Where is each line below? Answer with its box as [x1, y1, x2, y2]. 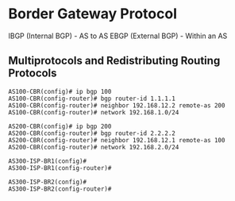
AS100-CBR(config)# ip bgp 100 [8, 87, 112, 95]
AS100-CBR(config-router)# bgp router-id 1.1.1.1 [8, 95, 176, 102]
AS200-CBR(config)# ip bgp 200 [8, 122, 112, 130]
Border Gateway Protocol [8, 5, 177, 23]
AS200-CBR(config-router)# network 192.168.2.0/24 [8, 143, 179, 151]
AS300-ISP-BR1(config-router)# [8, 164, 112, 172]
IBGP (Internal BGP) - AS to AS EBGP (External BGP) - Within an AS [8, 31, 228, 41]
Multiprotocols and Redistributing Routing [8, 54, 221, 68]
